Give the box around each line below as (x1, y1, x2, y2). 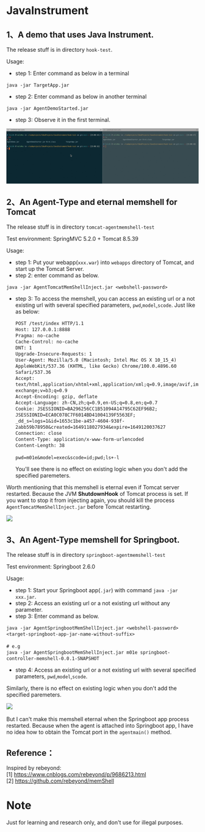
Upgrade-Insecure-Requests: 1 (15, 351, 93, 357)
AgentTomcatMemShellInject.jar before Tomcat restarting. (6, 503, 151, 510)
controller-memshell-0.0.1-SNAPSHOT (6, 656, 99, 662)
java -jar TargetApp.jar (6, 82, 70, 88)
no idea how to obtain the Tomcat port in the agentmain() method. (6, 728, 172, 736)
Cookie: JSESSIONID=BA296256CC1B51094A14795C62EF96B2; (15, 406, 158, 412)
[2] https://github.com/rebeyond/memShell (6, 777, 115, 784)
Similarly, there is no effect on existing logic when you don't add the (6, 684, 177, 692)
